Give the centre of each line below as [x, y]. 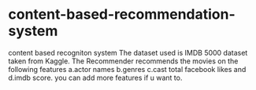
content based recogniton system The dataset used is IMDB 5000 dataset [128, 52]
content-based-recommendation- [122, 14]
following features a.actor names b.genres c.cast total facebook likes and [127, 69]
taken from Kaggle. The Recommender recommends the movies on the [123, 61]
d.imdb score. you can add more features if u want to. [95, 77]
